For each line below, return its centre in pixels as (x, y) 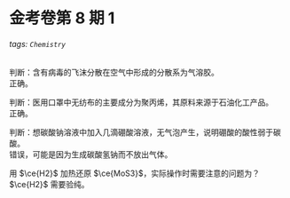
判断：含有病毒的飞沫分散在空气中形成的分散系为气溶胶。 (114, 73)
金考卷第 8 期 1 (62, 18)
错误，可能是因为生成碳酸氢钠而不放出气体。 (91, 154)
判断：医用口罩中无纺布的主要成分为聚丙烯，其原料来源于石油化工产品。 (141, 102)
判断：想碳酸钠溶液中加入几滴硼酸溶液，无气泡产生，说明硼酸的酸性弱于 (141, 132)
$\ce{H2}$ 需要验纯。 (49, 185)
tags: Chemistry (38, 44)
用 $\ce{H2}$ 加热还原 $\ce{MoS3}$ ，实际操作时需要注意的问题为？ (134, 173)
